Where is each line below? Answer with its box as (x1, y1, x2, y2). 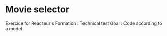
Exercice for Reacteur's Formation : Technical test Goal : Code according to (5, 20, 162, 26)
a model (5, 25, 22, 31)
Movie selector (5, 4, 70, 15)
